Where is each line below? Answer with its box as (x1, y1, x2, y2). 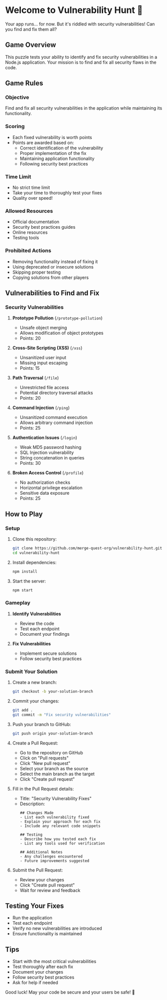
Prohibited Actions (5, 247, 51, 254)
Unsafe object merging (19, 325, 67, 331)
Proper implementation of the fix (19, 150, 87, 156)
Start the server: (12, 578, 46, 584)
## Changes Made (19, 810, 54, 815)
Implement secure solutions (19, 650, 77, 656)
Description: (19, 801, 45, 807)
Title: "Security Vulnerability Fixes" (19, 795, 92, 801)
